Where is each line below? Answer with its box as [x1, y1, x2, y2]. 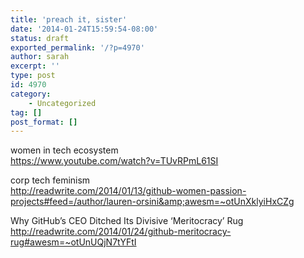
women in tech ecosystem [10, 144, 119, 156]
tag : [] [10, 107, 43, 118]
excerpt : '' [10, 61, 60, 71]
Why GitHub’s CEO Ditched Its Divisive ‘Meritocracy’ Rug [10, 215, 244, 227]
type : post [10, 71, 56, 81]
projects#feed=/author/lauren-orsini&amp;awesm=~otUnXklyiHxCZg [10, 196, 295, 208]
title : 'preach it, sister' [10, 14, 128, 25]
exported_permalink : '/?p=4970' [10, 42, 145, 53]
